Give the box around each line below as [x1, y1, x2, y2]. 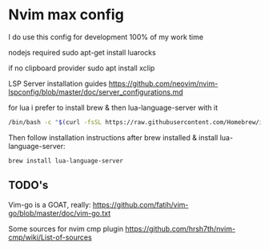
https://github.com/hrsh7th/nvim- [125, 224, 236, 233]
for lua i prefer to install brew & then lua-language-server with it [8, 103, 219, 112]
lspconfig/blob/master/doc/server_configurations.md [8, 87, 183, 97]
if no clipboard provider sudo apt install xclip [8, 62, 155, 73]
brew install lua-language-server [8, 156, 124, 165]
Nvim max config [8, 6, 124, 24]
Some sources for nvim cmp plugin [8, 224, 124, 233]
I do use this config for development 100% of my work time [8, 32, 204, 42]
